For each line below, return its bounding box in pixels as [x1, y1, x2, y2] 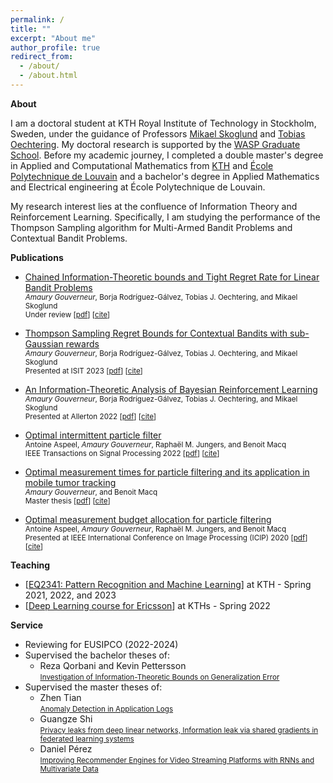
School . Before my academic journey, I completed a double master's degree [10, 149, 324, 161]
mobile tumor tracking [24, 476, 117, 488]
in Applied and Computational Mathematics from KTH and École [10, 159, 274, 171]
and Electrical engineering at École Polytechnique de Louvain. [10, 181, 266, 193]
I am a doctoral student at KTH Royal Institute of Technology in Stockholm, [10, 117, 317, 129]
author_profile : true [10, 42, 101, 53]
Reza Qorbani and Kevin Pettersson [39, 659, 187, 671]
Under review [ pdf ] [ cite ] [24, 309, 111, 320]
